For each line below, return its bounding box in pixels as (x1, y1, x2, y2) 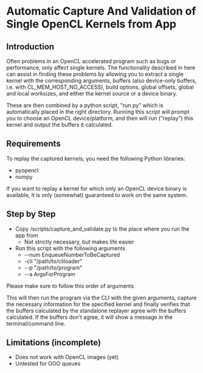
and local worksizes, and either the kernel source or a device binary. (6, 90, 177, 97)
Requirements (6, 139, 61, 149)
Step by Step (6, 209, 56, 220)
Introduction (6, 41, 55, 52)
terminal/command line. (6, 319, 66, 327)
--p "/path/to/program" (24, 263, 83, 271)
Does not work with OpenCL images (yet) (15, 354, 119, 361)
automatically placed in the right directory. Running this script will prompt (6, 108, 190, 115)
